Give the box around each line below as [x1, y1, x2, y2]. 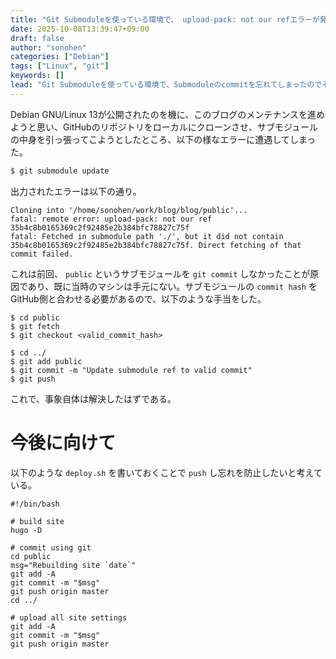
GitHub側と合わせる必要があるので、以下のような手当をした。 [10, 292, 267, 305]
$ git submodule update [10, 166, 110, 176]
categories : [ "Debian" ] [10, 52, 110, 62]
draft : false [10, 33, 65, 43]
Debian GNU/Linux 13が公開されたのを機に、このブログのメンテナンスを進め [10, 108, 326, 120]
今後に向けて [10, 431, 117, 454]
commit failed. [10, 249, 74, 259]
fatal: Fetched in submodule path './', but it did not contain [10, 231, 284, 241]
